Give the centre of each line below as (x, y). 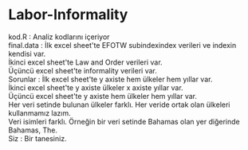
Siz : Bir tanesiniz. (37, 138)
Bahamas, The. (33, 130)
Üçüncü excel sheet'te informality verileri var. (83, 70)
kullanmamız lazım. (39, 112)
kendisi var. (27, 53)
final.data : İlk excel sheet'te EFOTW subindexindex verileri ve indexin (122, 45)
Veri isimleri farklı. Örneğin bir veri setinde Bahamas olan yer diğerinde (124, 121)
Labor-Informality (68, 15)
